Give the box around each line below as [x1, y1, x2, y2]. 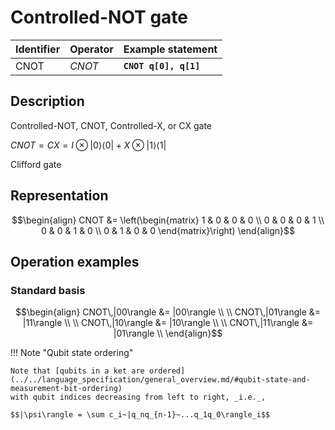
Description [10, 93, 85, 110]
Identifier [15, 42, 61, 56]
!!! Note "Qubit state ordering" [10, 347, 134, 359]
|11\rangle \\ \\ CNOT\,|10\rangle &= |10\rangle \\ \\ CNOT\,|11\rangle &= [22, 317, 314, 329]
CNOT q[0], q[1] [123, 60, 201, 71]
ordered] [148, 366, 186, 376]
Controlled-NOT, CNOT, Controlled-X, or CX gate [10, 119, 213, 131]
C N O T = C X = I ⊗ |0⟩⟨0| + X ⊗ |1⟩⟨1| [10, 139, 167, 151]
